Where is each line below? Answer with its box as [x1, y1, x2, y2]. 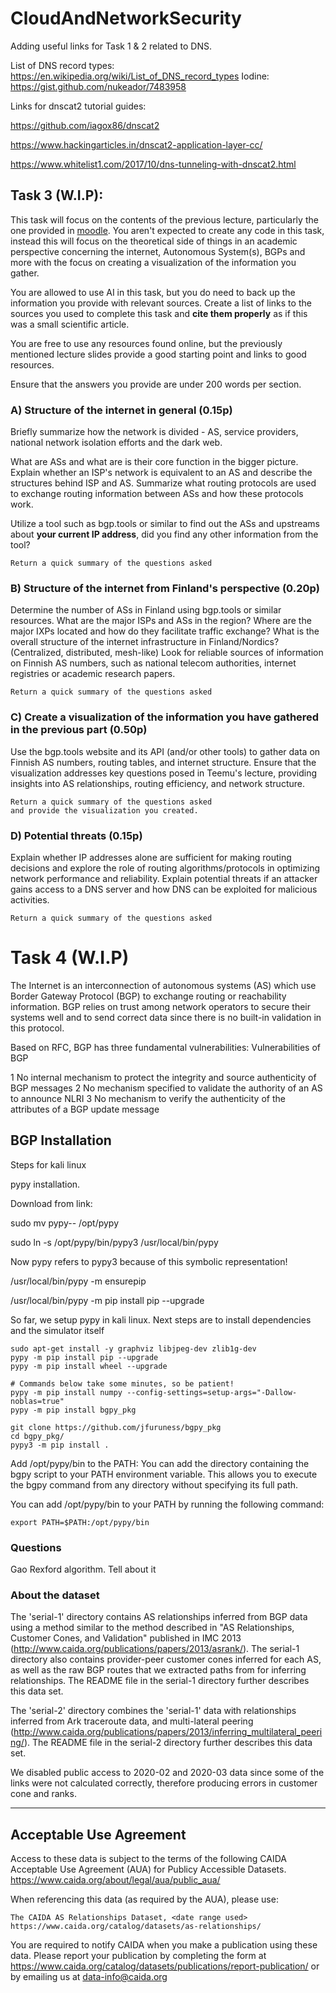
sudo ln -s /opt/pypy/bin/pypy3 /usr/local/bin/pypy [10, 1236, 219, 1248]
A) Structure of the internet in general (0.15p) [10, 403, 233, 417]
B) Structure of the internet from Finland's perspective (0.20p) [10, 581, 320, 595]
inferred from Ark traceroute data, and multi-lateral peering [10, 1715, 254, 1727]
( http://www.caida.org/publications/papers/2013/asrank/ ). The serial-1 [10, 1643, 300, 1655]
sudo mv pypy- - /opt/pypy [10, 1217, 120, 1229]
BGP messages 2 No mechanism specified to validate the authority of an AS [10, 1082, 323, 1094]
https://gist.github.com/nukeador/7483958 [10, 80, 187, 92]
